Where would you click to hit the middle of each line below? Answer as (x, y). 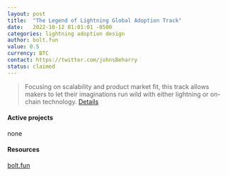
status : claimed (31, 66)
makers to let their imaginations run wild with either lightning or (116, 94)
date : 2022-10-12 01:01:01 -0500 (60, 27)
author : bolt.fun (33, 40)
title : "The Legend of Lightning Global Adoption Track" (95, 20)
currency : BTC (28, 54)
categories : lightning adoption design (66, 34)
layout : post (27, 14)
